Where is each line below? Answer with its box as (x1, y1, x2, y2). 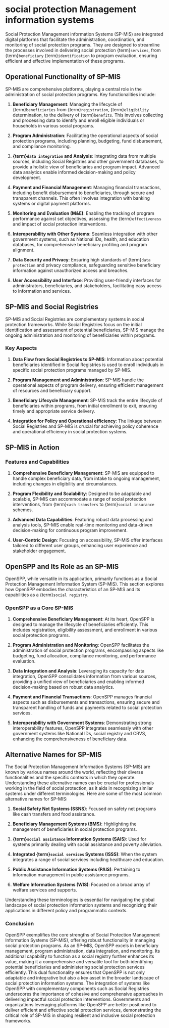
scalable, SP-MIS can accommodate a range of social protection (12, 496, 146, 502)
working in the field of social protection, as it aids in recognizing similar (5, 785, 153, 791)
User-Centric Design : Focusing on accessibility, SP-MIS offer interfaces (12, 537, 163, 543)
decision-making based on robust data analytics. (12, 684, 115, 690)
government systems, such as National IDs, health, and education (12, 236, 149, 242)
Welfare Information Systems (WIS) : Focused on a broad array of (12, 881, 150, 888)
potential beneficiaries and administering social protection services (5, 964, 145, 970)
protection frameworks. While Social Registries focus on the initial (5, 321, 142, 327)
